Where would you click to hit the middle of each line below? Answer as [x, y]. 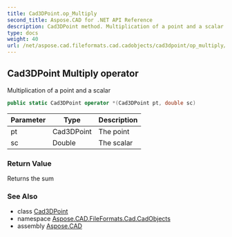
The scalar [116, 142]
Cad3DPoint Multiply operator [73, 74]
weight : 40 [23, 39]
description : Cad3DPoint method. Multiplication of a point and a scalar [116, 26]
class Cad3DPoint [42, 211]
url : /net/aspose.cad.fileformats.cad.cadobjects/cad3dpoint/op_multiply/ [117, 46]
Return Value [29, 163]
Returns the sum [30, 178]
